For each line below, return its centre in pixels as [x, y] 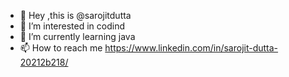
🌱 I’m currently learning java [77, 36]
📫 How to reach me [61, 48]
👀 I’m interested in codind [72, 26]
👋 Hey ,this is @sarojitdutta [75, 15]
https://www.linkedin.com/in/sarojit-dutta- [191, 48]
